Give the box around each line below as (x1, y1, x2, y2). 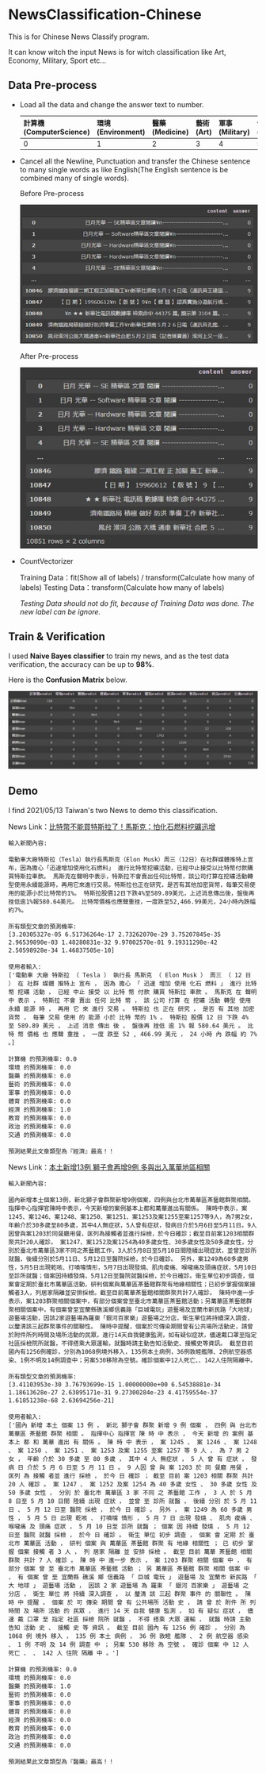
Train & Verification (8, 630, 105, 644)
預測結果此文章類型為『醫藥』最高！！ (8, 1757, 115, 1766)
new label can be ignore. (19, 607, 101, 616)
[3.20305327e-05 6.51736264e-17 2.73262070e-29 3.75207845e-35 (8, 931, 222, 939)
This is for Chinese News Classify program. (8, 32, 150, 41)
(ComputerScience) (23, 127, 90, 137)
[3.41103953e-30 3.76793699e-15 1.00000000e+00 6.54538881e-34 (8, 1380, 222, 1389)
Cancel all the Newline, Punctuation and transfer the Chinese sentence (19, 156, 251, 166)
